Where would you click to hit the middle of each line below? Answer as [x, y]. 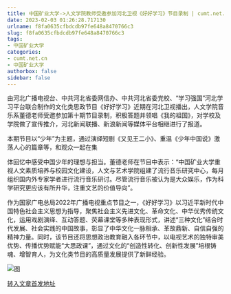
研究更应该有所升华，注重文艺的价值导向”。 [75, 188]
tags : [15, 39]
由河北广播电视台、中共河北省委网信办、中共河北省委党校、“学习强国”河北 [112, 98]
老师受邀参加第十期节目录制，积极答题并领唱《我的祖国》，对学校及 [126, 115]
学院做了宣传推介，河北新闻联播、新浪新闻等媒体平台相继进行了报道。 [107, 124]
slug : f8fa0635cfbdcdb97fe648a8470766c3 [66, 33]
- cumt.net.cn [27, 59]
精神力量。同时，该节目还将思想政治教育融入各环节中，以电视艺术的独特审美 [115, 237]
